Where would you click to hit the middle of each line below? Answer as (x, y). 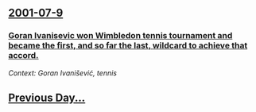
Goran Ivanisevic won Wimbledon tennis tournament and (120, 36)
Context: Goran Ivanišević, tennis (63, 73)
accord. (23, 56)
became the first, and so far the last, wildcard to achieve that (128, 45)
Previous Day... (47, 98)
